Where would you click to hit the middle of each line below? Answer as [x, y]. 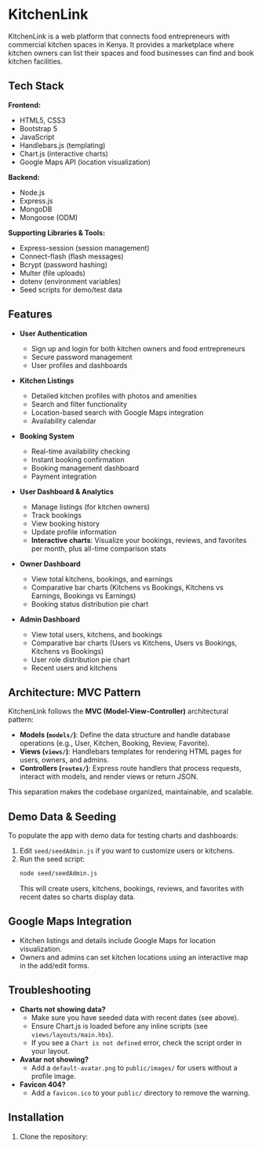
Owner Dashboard [50, 563]
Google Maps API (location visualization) [85, 162]
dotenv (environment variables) [70, 281]
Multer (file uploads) [53, 273]
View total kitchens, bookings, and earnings [102, 578]
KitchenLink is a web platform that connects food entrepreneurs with [119, 36]
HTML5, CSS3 [42, 120]
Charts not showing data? [62, 1009]
